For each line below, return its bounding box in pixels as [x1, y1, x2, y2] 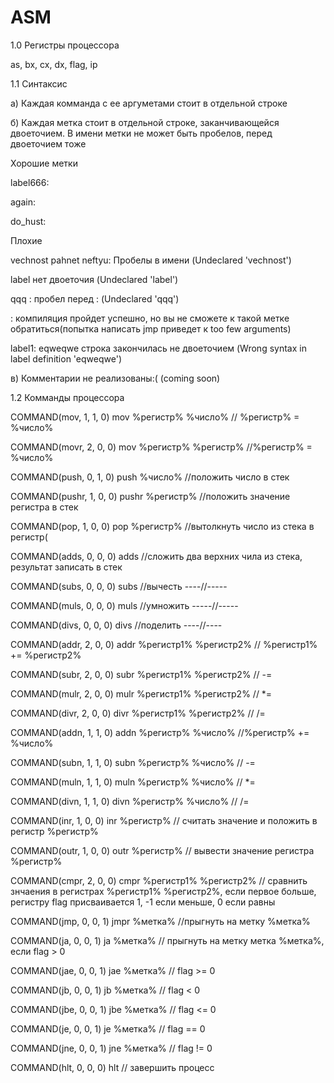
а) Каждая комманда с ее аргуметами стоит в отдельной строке [10, 97, 288, 109]
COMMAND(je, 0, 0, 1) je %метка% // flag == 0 [10, 1022, 206, 1035]
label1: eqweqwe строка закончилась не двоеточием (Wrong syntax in [10, 342, 307, 354]
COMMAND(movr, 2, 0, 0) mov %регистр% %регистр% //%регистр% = [10, 441, 313, 453]
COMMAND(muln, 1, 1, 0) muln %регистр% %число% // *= [10, 776, 256, 788]
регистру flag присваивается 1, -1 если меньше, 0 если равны [10, 896, 276, 908]
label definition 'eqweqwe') [10, 352, 122, 365]
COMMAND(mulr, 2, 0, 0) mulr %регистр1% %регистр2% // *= [10, 687, 273, 700]
